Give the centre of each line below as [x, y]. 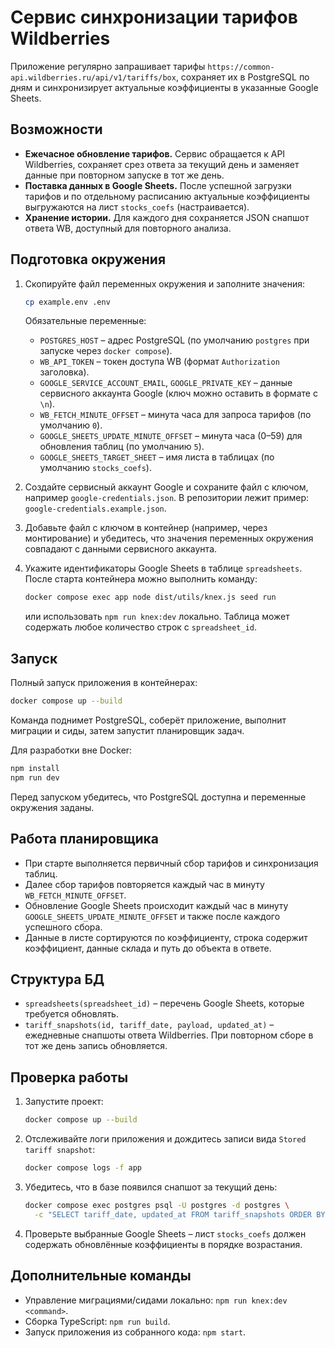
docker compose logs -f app [83, 1168]
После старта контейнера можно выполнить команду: [141, 579]
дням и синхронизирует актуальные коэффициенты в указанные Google [164, 87]
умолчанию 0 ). [71, 425]
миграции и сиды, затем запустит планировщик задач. [127, 730]
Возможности [56, 129]
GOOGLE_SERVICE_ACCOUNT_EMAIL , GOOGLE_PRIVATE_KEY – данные [166, 383]
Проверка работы [69, 1077]
